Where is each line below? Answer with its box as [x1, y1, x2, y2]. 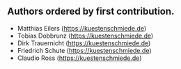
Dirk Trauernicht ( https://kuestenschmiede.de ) [17, 38, 151, 47]
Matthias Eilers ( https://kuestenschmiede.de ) [17, 24, 147, 32]
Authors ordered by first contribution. [7, 6, 175, 17]
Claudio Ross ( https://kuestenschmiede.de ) [17, 54, 142, 62]
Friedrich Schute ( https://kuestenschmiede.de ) [17, 46, 152, 54]
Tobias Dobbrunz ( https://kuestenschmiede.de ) [17, 31, 154, 40]
